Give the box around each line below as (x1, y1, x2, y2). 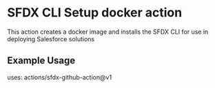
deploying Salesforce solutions (7, 34, 95, 43)
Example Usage (7, 55, 76, 67)
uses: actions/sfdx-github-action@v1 (7, 73, 112, 81)
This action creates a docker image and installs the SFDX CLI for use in (7, 27, 209, 36)
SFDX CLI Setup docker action (7, 5, 183, 21)
